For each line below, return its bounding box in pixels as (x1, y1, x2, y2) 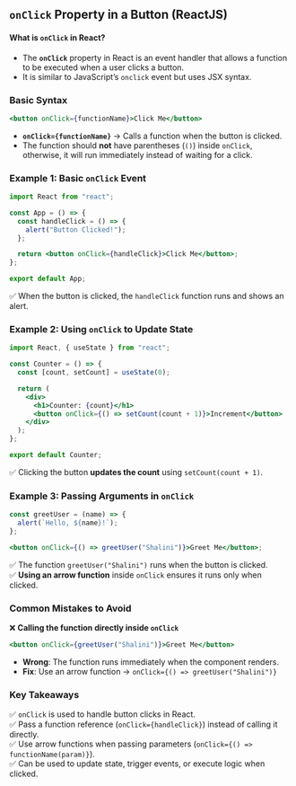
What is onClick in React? (9, 31, 106, 43)
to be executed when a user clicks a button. (22, 62, 185, 73)
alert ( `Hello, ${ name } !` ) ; (17, 518, 118, 528)
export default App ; (9, 274, 87, 284)
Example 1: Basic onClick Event (9, 172, 146, 184)
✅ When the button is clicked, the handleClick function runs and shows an (9, 291, 284, 302)
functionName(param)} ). (9, 749, 96, 760)
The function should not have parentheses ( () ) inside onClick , (22, 139, 253, 151)
